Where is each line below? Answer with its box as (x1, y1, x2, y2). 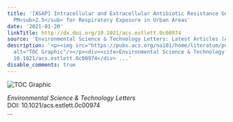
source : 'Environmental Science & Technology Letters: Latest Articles (7, 36, 218, 43)
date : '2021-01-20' (7, 23, 64, 30)
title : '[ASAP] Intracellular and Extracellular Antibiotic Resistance (7, 10, 218, 17)
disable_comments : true (7, 61, 76, 68)
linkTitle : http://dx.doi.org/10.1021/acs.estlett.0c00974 (7, 29, 182, 37)
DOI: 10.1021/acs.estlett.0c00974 (7, 101, 101, 109)
